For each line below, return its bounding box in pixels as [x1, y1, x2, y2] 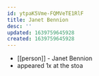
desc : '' [7, 23, 32, 29]
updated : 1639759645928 [7, 29, 75, 36]
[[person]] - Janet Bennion [16, 54, 93, 62]
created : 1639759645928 [7, 36, 75, 42]
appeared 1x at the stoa [16, 62, 83, 70]
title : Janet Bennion [7, 16, 69, 23]
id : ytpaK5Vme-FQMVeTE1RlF [7, 10, 84, 17]
